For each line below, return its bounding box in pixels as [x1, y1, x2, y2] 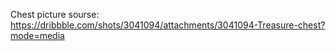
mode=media [10, 30, 65, 41]
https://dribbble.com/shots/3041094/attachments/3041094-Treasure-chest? [10, 19, 326, 31]
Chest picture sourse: [10, 9, 100, 20]
